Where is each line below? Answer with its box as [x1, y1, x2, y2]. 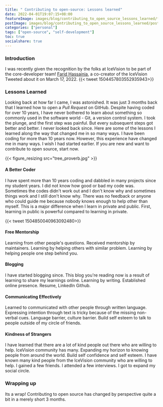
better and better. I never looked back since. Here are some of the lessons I [5, 125, 156, 131]
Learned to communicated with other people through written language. [5, 305, 147, 311]
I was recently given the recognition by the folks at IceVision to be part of [5, 66, 151, 72]
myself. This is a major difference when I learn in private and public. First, [5, 203, 151, 209]
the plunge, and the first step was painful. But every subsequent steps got [5, 120, 153, 126]
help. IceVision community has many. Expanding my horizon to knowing [5, 347, 149, 353]
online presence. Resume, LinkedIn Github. [5, 282, 91, 288]
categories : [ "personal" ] [5, 25, 57, 30]
